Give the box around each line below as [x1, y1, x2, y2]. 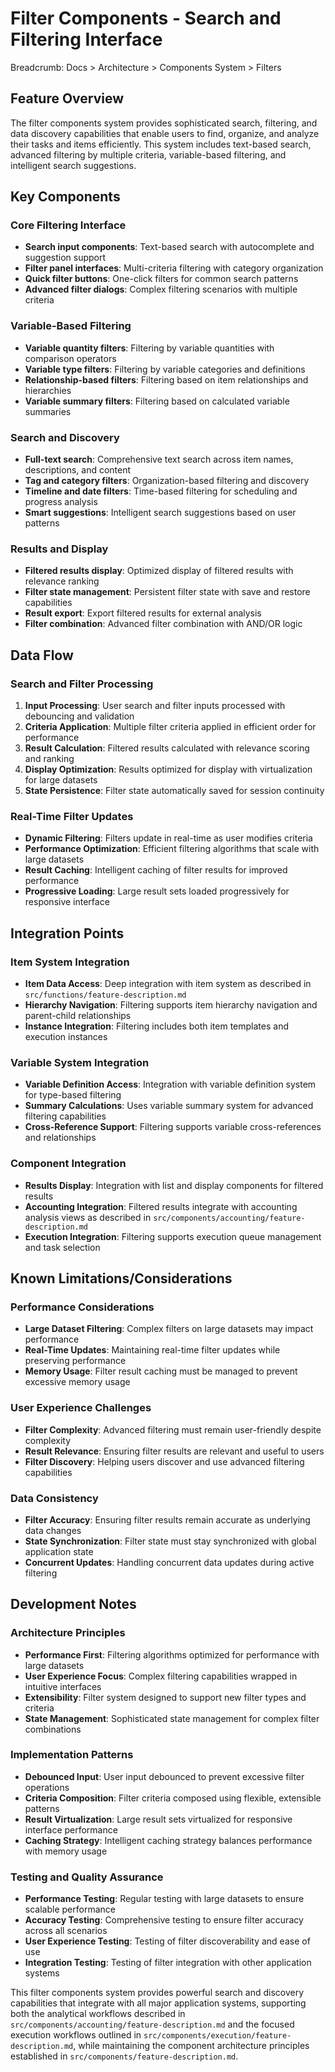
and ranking [24, 753, 75, 765]
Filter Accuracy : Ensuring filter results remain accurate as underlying [24, 1513, 311, 1526]
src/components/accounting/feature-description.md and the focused [10, 2018, 295, 2031]
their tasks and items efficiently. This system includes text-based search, [10, 138, 312, 150]
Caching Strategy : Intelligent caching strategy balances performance [24, 1834, 313, 1846]
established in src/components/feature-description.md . [10, 2050, 239, 2062]
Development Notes [10, 1596, 137, 1613]
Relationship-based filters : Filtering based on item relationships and [24, 373, 309, 386]
